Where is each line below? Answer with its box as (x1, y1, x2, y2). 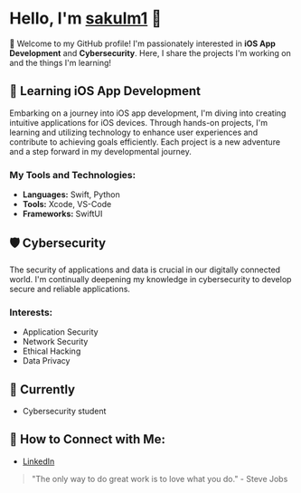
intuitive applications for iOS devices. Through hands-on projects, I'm (9, 117, 268, 128)
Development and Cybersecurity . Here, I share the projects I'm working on (9, 47, 291, 58)
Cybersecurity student (22, 405, 107, 416)
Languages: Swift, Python (22, 189, 120, 200)
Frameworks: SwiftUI (22, 208, 103, 220)
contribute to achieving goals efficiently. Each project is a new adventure (9, 136, 281, 147)
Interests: (9, 306, 53, 318)
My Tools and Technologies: (9, 168, 136, 181)
